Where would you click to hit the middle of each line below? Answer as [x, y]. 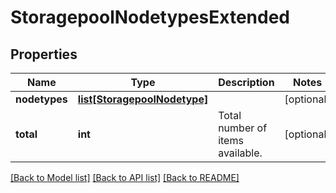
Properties [44, 54]
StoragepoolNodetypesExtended [150, 17]
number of [243, 128]
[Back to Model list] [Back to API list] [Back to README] [125, 177]
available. [240, 153]
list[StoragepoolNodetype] [143, 99]
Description [246, 82]
